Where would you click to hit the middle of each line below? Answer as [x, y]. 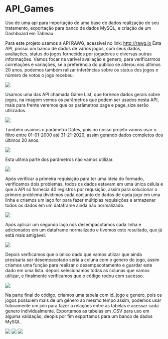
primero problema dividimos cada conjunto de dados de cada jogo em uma [83, 195]
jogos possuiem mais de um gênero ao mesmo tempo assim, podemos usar [83, 300]
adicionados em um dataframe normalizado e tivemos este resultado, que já [84, 230]
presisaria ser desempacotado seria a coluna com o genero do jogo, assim [82, 260]
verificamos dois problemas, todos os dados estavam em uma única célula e [84, 184]
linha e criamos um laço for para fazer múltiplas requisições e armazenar [80, 200]
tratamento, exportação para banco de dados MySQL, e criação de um [78, 28]
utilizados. [16, 110]
